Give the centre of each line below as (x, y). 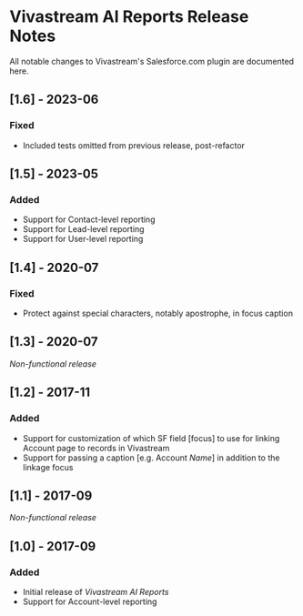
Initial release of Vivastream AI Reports (96, 592)
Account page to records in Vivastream (96, 448)
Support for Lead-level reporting (83, 229)
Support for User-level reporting (83, 239)
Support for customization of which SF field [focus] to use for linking (151, 438)
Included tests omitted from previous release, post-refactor (134, 145)
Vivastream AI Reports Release (129, 17)
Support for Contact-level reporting (89, 219)
